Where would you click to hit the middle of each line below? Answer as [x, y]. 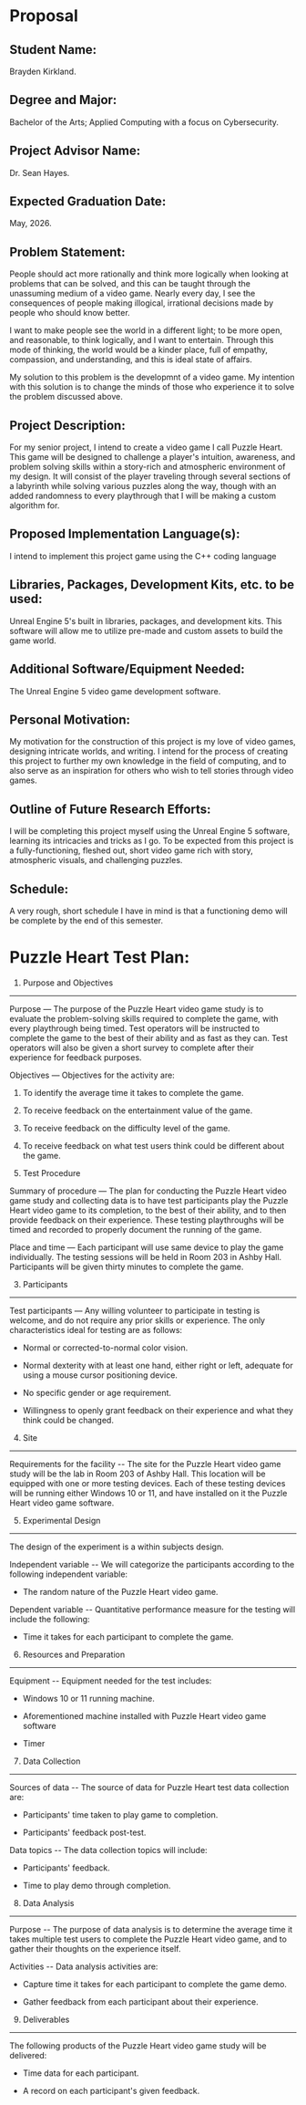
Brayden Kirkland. [43, 71]
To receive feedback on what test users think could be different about [153, 1145]
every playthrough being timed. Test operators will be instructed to [134, 1028]
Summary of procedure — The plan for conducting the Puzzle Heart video [148, 1191]
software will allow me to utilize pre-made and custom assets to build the [147, 630]
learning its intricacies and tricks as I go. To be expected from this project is [152, 841]
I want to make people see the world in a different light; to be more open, [146, 330]
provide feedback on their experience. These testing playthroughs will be [147, 1220]
